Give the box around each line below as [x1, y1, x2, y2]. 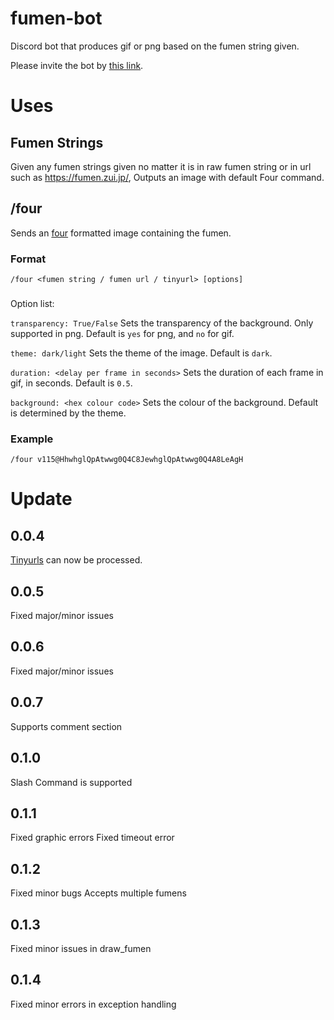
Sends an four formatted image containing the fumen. [10, 227, 232, 239]
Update [10, 488, 73, 511]
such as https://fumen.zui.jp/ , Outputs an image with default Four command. [10, 171, 325, 183]
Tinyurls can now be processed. [10, 554, 143, 566]
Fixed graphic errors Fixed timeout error [10, 832, 175, 844]
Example [10, 432, 54, 446]
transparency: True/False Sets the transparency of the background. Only [10, 317, 314, 329]
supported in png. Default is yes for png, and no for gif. [10, 327, 235, 339]
